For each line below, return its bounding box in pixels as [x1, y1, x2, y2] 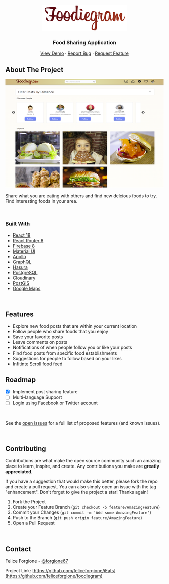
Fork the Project [12, 499, 46, 505]
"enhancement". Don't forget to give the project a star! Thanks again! [5, 489, 148, 495]
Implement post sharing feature [12, 389, 78, 395]
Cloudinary [12, 275, 36, 281]
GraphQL [12, 259, 32, 265]
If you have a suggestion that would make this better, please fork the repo [5, 478, 158, 485]
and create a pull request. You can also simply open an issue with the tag [5, 484, 157, 490]
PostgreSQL [12, 269, 38, 275]
